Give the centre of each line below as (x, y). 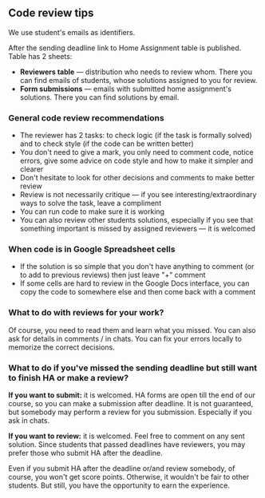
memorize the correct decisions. (62, 347)
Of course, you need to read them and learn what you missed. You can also (132, 330)
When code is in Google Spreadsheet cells (92, 249)
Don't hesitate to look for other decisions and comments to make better (137, 178)
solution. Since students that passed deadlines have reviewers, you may (127, 445)
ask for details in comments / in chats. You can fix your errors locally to (125, 338)
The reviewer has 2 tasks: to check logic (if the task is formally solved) (136, 136)
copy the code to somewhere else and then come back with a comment (138, 292)
